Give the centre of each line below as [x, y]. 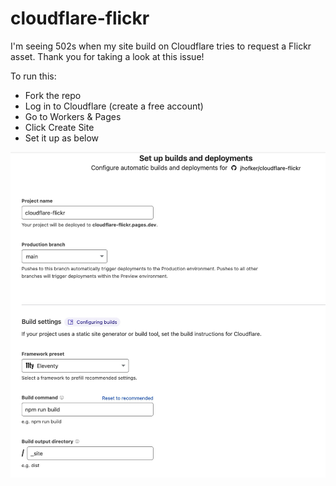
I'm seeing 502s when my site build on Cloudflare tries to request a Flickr [161, 46]
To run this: [33, 76]
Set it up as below [62, 138]
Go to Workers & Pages [73, 116]
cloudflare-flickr [80, 18]
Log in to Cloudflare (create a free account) [114, 106]
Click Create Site [59, 127]
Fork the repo [53, 95]
